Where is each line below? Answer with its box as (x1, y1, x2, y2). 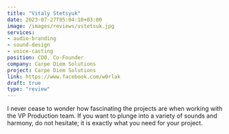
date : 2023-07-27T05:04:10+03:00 (7, 16, 103, 23)
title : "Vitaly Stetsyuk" (7, 10, 81, 17)
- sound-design (7, 41, 51, 48)
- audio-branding (7, 35, 57, 42)
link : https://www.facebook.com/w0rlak (7, 73, 121, 80)
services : (7, 29, 36, 36)
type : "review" (7, 86, 51, 93)
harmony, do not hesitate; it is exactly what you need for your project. (7, 119, 203, 127)
